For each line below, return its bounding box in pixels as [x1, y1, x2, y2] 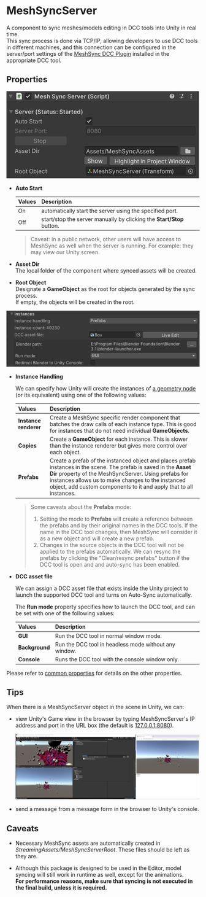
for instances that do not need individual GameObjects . [50, 427, 190, 434]
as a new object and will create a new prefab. [39, 535, 154, 542]
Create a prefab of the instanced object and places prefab [50, 457, 196, 464]
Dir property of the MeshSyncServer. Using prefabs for [50, 470, 189, 478]
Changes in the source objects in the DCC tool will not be [39, 541, 185, 548]
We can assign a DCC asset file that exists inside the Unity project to [15, 584, 189, 592]
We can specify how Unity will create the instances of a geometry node [15, 385, 196, 392]
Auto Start [15, 184, 43, 192]
